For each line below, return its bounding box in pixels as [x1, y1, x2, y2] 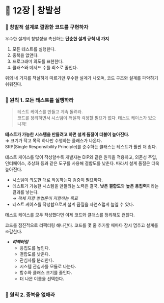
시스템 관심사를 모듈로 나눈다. [19, 264, 76, 270]
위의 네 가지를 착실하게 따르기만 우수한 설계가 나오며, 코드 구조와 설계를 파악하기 [5, 75, 159, 81]
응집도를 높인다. [19, 245, 50, 251]
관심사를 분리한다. [19, 257, 54, 263]
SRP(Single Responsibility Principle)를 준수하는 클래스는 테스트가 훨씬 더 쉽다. [5, 144, 157, 150]
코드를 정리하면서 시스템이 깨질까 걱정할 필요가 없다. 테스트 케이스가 [17, 115, 147, 121]
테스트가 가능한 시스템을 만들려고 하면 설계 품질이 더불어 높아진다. [5, 132, 130, 138]
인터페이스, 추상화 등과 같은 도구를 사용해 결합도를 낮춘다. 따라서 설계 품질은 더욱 [5, 161, 160, 166]
